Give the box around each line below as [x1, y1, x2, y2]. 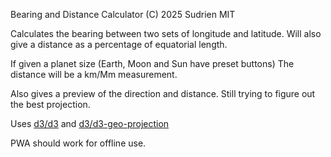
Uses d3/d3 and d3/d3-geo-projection [10, 118, 170, 129]
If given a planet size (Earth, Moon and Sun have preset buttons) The [10, 58, 295, 69]
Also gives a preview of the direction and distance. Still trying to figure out [10, 88, 316, 99]
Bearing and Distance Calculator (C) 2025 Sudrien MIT [10, 9, 236, 20]
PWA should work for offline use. [10, 137, 147, 149]
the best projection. [10, 99, 91, 110]
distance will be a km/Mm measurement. [10, 69, 178, 80]
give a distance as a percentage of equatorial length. [10, 39, 228, 50]
